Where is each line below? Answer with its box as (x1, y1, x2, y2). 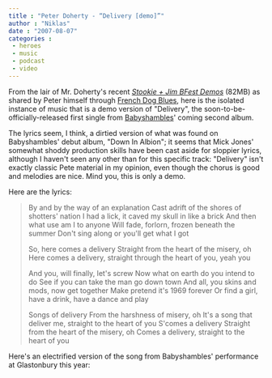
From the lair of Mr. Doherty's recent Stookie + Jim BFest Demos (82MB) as (8, 87, 261, 96)
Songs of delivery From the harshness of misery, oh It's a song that (28, 309, 253, 320)
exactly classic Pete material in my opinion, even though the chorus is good (8, 163, 261, 172)
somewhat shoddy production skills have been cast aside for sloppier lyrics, (8, 145, 262, 155)
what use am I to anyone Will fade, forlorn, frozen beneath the (28, 219, 236, 229)
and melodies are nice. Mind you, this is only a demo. (8, 171, 186, 181)
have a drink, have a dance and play (28, 294, 149, 304)
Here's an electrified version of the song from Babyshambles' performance (8, 351, 259, 361)
